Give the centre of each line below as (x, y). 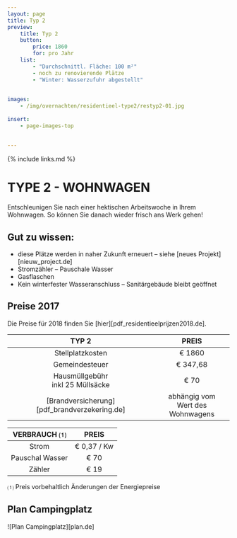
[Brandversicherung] (81, 401)
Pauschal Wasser (39, 457)
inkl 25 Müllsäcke (81, 384)
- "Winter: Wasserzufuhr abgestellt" (88, 80)
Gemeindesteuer (80, 364)
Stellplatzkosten (81, 353)
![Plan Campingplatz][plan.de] (51, 526)
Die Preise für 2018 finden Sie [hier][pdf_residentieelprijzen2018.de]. (107, 324)
